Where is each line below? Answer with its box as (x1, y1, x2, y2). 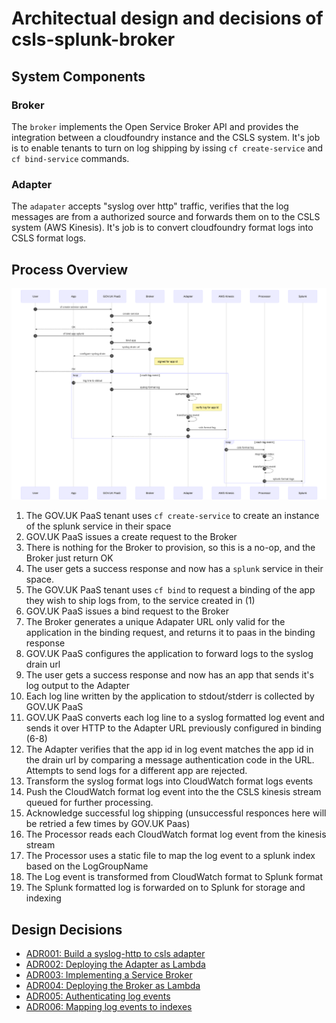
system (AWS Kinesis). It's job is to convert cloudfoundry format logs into (11, 222, 314, 234)
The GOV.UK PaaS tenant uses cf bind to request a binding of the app (25, 584, 316, 596)
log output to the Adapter (25, 680, 131, 692)
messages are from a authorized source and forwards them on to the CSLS (11, 211, 321, 223)
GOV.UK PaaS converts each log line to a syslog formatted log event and (25, 712, 325, 724)
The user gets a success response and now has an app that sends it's (25, 669, 314, 681)
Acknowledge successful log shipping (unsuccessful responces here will (25, 807, 327, 819)
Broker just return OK (25, 552, 114, 564)
